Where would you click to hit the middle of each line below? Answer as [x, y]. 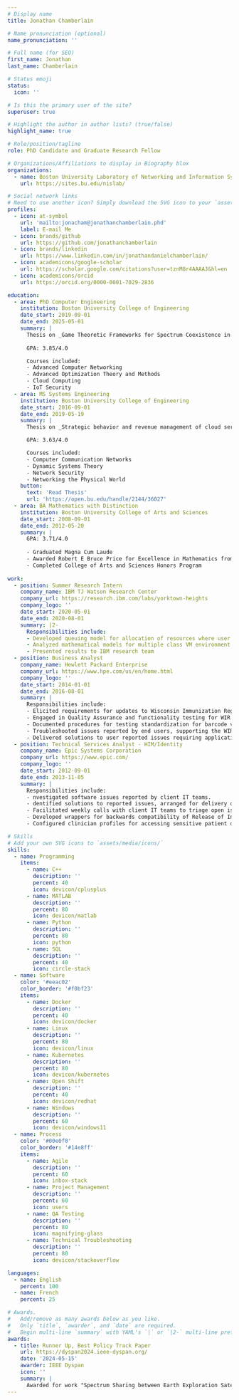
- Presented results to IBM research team [90, 652]
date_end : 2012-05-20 [52, 526]
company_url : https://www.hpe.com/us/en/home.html [97, 671]
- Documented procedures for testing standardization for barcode [127, 724]
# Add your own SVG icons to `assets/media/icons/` [85, 843]
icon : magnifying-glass [68, 1234]
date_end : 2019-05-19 [52, 414]
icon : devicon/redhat [65, 1101]
